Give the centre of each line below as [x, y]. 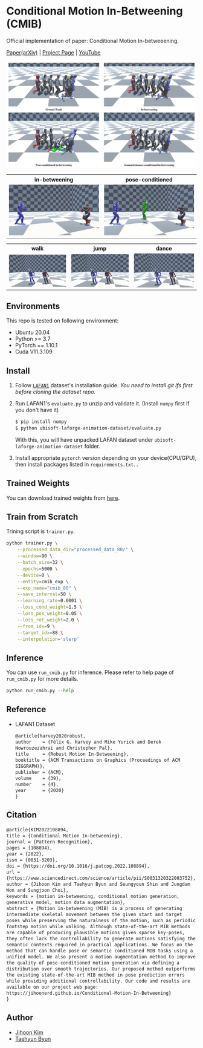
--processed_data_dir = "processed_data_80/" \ [76, 550]
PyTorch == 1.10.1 [36, 346]
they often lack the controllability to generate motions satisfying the [101, 938]
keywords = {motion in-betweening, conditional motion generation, [93, 896]
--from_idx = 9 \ [36, 626]
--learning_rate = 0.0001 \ [50, 601]
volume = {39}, [38, 778]
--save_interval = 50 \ [44, 594]
